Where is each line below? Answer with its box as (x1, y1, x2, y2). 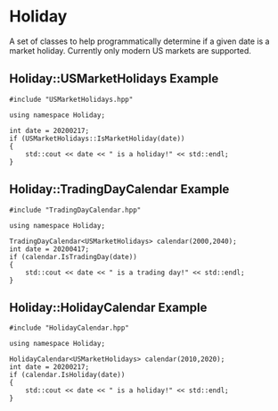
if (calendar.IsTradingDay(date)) (9, 252, 138, 261)
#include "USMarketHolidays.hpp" (9, 95, 134, 104)
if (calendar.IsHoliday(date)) (9, 371, 126, 380)
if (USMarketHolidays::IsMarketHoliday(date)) (9, 134, 185, 143)
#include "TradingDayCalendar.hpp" (9, 205, 142, 214)
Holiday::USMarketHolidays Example (9, 71, 219, 87)
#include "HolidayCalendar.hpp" (9, 323, 129, 332)
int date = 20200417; (9, 244, 90, 254)
